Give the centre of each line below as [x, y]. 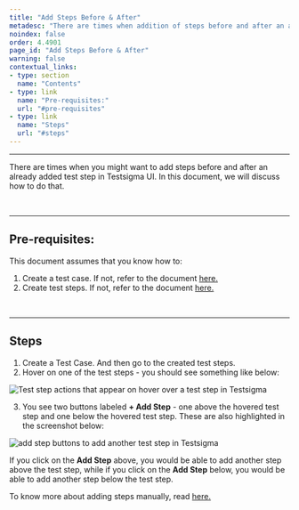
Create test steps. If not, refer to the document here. [118, 287]
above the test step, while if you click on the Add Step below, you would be [147, 469]
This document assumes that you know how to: [96, 261]
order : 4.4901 [36, 42]
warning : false [37, 59]
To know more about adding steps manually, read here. [110, 496]
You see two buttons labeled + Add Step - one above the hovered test [150, 407]
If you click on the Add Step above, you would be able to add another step [145, 460]
